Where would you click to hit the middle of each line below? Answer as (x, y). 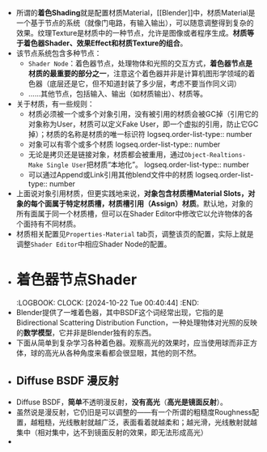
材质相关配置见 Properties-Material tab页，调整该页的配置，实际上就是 (135, 234)
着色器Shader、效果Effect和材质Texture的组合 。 (105, 43)
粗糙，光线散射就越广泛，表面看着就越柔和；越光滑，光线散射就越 (147, 422)
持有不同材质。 (55, 224)
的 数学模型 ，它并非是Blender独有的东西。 (86, 332)
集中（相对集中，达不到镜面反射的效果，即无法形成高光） (112, 432)
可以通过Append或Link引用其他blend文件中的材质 (111, 175)
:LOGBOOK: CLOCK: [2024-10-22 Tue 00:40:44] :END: (108, 302)
